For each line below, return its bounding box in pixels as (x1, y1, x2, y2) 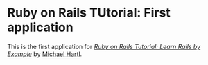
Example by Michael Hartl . (7, 50, 83, 58)
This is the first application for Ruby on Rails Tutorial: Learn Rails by (7, 42, 201, 50)
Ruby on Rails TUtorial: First (7, 5, 171, 21)
